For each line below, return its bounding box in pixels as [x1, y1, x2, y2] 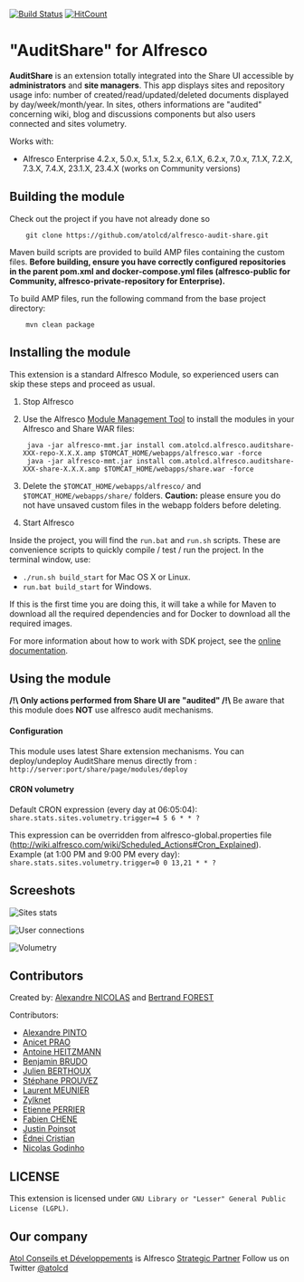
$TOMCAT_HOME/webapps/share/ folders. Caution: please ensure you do [22, 490, 281, 501]
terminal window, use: [9, 553, 91, 565]
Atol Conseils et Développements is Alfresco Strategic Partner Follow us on [9, 1253, 290, 1264]
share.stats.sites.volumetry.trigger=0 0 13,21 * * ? [9, 858, 217, 867]
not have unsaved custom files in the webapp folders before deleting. [22, 499, 282, 511]
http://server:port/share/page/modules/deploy [9, 765, 188, 774]
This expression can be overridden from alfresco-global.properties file [9, 829, 272, 840]
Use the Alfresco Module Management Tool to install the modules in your [22, 413, 295, 425]
